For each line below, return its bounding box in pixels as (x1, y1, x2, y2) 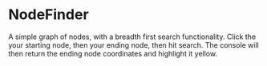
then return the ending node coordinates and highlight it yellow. (8, 49, 218, 58)
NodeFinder (8, 6, 90, 24)
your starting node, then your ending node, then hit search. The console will (8, 40, 259, 49)
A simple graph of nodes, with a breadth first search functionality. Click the (8, 32, 257, 41)
